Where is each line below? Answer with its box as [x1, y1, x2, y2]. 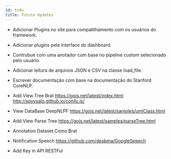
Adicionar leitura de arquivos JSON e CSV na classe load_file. [12, 67, 142, 73]
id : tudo [5, 7, 24, 13]
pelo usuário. [12, 57, 41, 63]
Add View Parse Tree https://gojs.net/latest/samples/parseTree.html [12, 117, 156, 124]
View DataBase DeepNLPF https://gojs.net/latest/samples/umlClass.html [12, 108, 165, 114]
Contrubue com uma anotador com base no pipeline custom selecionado [12, 52, 166, 58]
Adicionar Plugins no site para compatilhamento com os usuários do [12, 26, 157, 32]
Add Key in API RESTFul [12, 147, 63, 154]
